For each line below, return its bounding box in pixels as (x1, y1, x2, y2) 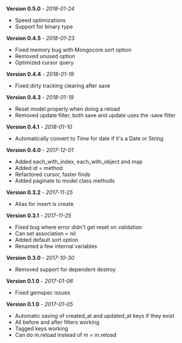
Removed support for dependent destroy (14, 266, 116, 273)
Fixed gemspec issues (14, 289, 71, 296)
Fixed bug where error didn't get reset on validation (14, 224, 142, 230)
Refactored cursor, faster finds (14, 171, 91, 178)
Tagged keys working (14, 325, 68, 332)
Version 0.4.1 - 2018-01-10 (6, 123, 73, 130)
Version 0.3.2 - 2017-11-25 (6, 189, 73, 196)
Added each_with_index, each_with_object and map (14, 158, 142, 165)
